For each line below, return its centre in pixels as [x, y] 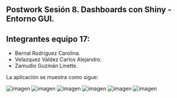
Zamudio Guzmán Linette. [46, 66]
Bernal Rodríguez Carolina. [47, 53]
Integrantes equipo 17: [48, 39]
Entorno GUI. [30, 19]
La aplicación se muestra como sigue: [52, 77]
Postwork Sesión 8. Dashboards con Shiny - [89, 10]
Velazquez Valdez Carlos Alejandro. [58, 60]
